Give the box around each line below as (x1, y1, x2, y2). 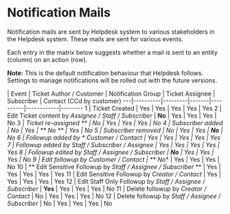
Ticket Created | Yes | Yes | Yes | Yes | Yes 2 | (92, 104, 222, 112)
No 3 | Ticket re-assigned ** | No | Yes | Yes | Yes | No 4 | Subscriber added (7, 118, 223, 127)
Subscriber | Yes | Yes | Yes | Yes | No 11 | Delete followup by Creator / (7, 184, 207, 193)
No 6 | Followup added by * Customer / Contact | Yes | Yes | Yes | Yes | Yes (7, 133, 221, 142)
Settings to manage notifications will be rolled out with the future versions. (7, 76, 218, 84)
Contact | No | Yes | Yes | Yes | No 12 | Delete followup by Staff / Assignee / (7, 191, 221, 200)
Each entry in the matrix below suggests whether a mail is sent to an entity (7, 48, 218, 56)
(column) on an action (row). (7, 55, 88, 63)
